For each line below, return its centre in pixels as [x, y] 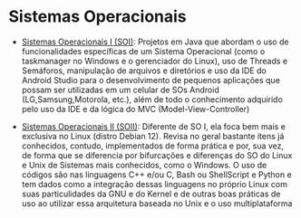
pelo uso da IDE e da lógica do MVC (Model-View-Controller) [136, 109]
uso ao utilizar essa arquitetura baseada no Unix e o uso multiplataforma [157, 203]
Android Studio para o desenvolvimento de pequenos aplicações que [150, 80]
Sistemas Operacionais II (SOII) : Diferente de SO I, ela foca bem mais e [154, 126]
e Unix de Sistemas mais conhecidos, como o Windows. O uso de [144, 165]
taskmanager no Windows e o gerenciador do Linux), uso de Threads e [154, 61]
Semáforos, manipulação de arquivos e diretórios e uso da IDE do [144, 71]
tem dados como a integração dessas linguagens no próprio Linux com [154, 184]
